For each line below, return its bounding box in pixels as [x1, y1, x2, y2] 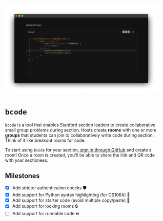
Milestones [5, 172, 40, 180]
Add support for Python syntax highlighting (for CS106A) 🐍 [12, 192, 130, 198]
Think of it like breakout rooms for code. [5, 137, 86, 143]
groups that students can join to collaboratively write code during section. [5, 133, 154, 138]
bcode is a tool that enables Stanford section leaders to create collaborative [5, 122, 156, 128]
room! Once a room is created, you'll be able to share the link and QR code [5, 152, 155, 158]
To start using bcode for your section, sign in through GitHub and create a [5, 147, 152, 153]
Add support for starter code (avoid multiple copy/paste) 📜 [12, 198, 130, 203]
